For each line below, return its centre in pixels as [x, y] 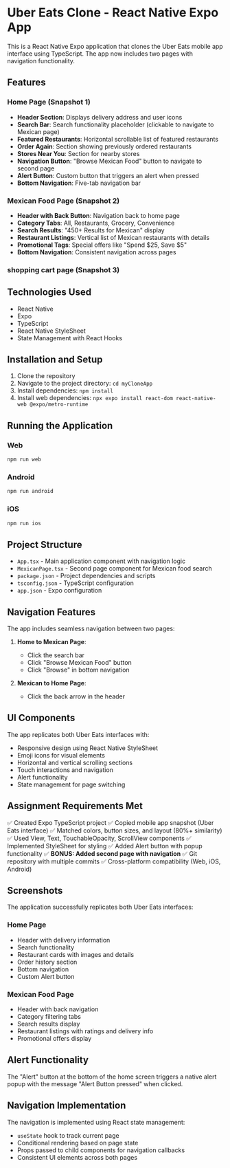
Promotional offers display [54, 1039]
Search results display [48, 1024]
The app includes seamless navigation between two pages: [91, 628]
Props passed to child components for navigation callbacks [101, 1150]
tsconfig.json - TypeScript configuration [75, 583]
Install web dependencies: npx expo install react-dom [95, 398]
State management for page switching [71, 784]
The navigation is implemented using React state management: [96, 1122]
